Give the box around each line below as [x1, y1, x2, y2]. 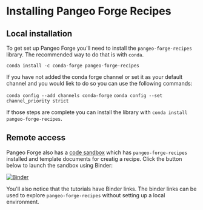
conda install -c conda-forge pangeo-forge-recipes [6, 63, 139, 69]
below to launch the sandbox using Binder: [6, 161, 113, 169]
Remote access [6, 132, 65, 143]
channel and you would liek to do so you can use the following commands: [6, 80, 193, 87]
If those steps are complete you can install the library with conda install [6, 109, 188, 116]
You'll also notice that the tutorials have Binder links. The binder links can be [6, 185, 197, 192]
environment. [6, 198, 39, 205]
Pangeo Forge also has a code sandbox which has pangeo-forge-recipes [6, 149, 188, 156]
